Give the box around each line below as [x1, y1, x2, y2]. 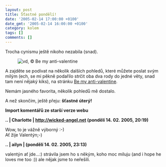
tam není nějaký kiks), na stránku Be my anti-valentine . [5, 78, 118, 84]
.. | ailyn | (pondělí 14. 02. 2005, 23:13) [5, 141, 87, 147]
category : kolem [5, 26, 39, 31]
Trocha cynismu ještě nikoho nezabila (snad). [5, 48, 98, 55]
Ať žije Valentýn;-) [5, 132, 42, 138]
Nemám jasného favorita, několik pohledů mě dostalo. [5, 88, 116, 94]
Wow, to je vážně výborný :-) [5, 126, 65, 132]
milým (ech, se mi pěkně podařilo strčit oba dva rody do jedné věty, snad [5, 73, 155, 79]
